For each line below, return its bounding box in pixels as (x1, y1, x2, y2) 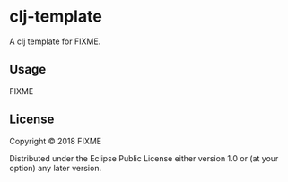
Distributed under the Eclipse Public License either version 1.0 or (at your (9, 152, 279, 163)
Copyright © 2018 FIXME (9, 135, 102, 146)
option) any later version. (9, 162, 101, 173)
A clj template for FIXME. (9, 36, 101, 47)
